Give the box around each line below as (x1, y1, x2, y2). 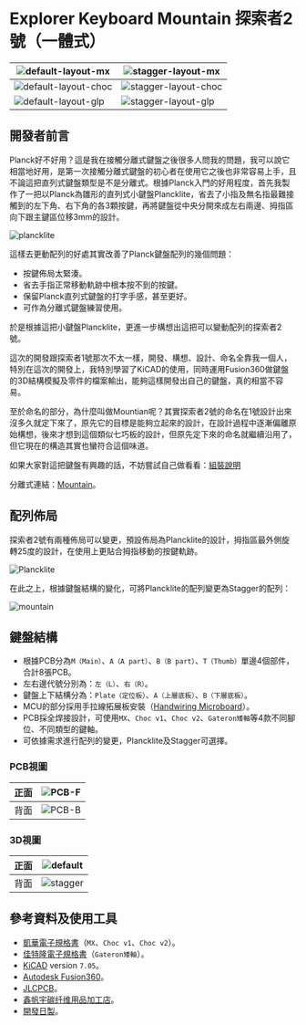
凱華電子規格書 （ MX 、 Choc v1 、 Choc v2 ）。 (22, 936, 180, 947)
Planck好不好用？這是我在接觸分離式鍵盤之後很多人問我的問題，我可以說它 (9, 154, 291, 165)
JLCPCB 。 (22, 982, 62, 993)
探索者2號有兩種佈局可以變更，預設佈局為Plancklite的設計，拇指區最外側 (9, 534, 282, 545)
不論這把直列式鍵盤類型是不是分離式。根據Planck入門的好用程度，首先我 (9, 177, 282, 188)
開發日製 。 (22, 1005, 64, 1016)
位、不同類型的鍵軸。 (22, 724, 103, 735)
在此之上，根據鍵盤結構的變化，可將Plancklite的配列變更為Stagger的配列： (9, 582, 291, 593)
